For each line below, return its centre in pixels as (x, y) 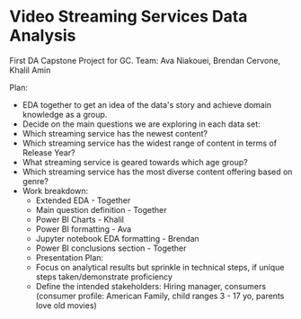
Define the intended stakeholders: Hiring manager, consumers (151, 286)
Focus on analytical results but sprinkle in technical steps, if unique (160, 267)
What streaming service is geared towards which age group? (135, 162)
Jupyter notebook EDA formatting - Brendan (117, 238)
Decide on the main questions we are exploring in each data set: (141, 124)
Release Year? (49, 152)
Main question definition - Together (101, 209)
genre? (35, 181)
